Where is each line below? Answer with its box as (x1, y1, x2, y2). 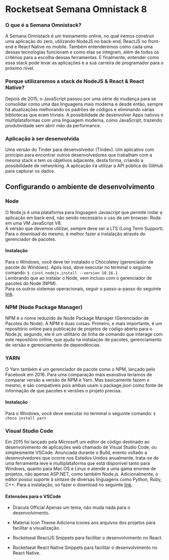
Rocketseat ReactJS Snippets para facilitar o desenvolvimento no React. (12, 535, 163, 541)
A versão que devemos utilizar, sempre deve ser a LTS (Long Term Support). (5, 225, 164, 231)
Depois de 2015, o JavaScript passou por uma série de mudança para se (5, 95, 156, 101)
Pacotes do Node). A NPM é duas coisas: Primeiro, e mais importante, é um (5, 321, 162, 327)
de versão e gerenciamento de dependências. (5, 342, 101, 348)
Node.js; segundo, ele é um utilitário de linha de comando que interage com (5, 331, 163, 337)
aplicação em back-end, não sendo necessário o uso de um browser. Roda (5, 215, 161, 221)
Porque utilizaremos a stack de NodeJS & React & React (5, 78, 144, 85)
